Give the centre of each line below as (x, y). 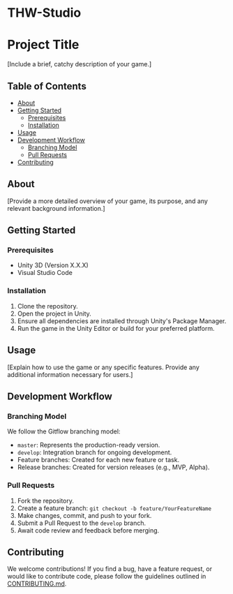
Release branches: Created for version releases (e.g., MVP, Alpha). (113, 467)
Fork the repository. (46, 500)
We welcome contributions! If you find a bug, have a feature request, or (110, 569)
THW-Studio (44, 13)
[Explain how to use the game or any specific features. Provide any (104, 367)
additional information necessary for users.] (70, 374)
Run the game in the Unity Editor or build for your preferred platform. (116, 328)
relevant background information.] (57, 208)
